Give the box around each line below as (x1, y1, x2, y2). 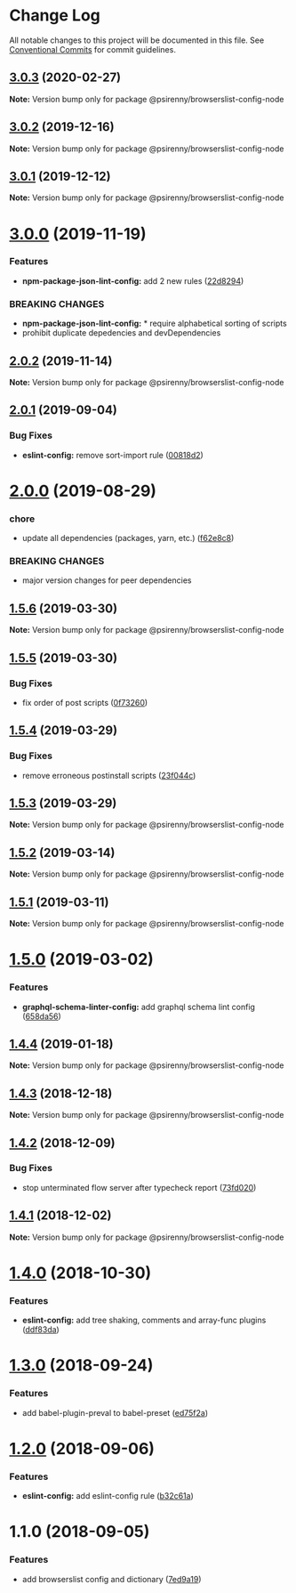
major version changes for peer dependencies (21, 575, 192, 586)
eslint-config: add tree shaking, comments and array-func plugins (21, 1314, 267, 1326)
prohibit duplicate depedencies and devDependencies (21, 327, 221, 338)
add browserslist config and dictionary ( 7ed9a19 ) (21, 1573, 202, 1584)
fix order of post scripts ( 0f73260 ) (21, 697, 148, 708)
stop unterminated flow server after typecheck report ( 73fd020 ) (21, 1182, 257, 1193)
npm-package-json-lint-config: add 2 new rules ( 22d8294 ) (21, 275, 244, 286)
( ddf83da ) (21, 1324, 60, 1335)
